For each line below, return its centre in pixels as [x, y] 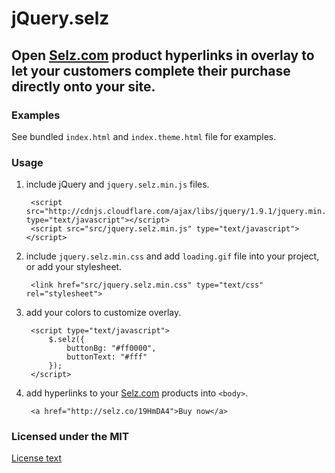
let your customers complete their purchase [151, 70]
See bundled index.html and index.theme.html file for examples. [144, 136]
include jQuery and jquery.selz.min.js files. [117, 184]
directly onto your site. [83, 86]
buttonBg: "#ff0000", [111, 348]
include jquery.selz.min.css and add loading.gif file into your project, [172, 256]
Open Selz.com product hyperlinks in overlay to [163, 55]
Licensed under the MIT [70, 437]
